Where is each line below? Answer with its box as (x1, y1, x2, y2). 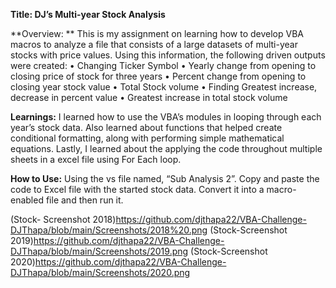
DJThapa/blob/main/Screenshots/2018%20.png (10, 224, 208, 236)
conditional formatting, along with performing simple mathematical (10, 132, 285, 144)
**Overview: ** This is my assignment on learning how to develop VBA (10, 28, 304, 39)
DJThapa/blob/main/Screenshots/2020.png (10, 267, 191, 278)
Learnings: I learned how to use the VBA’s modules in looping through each (10, 111, 322, 123)
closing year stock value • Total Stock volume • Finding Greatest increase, (10, 81, 318, 93)
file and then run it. (45, 194, 124, 206)
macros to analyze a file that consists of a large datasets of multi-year (10, 39, 298, 50)
